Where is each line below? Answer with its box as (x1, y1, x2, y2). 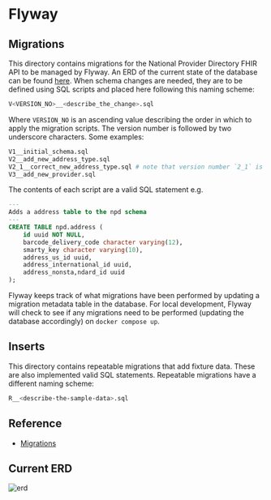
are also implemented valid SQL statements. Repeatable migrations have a (8, 370, 257, 379)
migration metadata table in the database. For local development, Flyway (8, 299, 252, 309)
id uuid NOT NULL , (23, 230, 85, 239)
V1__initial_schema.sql (8, 147, 89, 156)
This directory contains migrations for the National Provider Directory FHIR (8, 58, 257, 68)
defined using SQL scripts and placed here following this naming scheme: (8, 84, 256, 94)
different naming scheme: (8, 378, 95, 388)
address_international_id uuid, (23, 261, 132, 269)
